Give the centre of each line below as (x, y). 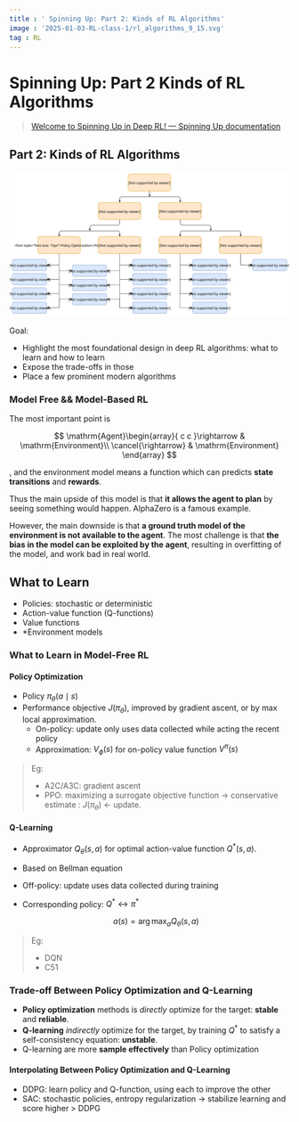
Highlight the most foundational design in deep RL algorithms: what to (150, 348)
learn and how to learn (63, 357)
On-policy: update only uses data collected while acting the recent (157, 729)
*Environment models (62, 632)
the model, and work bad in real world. (80, 554)
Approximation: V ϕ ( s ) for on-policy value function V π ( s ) (137, 749)
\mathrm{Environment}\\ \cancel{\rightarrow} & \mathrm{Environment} (149, 446)
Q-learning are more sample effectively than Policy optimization (141, 1049)
